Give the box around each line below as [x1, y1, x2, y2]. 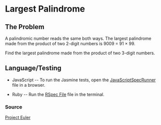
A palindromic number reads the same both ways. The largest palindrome [5, 35, 151, 41]
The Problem [5, 23, 44, 31]
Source [5, 103, 23, 110]
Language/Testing [5, 64, 61, 72]
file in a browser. [12, 82, 45, 88]
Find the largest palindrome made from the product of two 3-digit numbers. [5, 50, 155, 56]
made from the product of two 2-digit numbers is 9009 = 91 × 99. [5, 41, 135, 47]
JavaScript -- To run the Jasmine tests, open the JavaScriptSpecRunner [12, 77, 156, 83]
